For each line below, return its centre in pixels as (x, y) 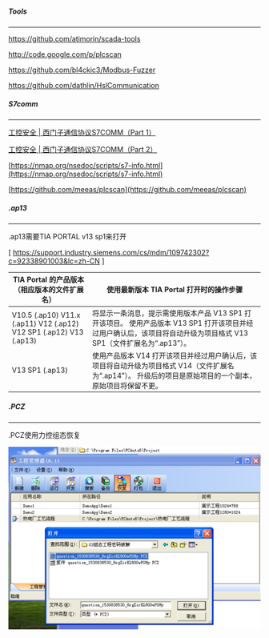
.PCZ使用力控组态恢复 (45, 435)
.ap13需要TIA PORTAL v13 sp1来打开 (68, 236)
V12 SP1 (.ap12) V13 (48, 331)
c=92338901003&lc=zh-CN (54, 261)
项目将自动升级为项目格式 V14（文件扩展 (160, 365)
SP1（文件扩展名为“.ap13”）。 (141, 343)
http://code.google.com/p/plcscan (65, 54)
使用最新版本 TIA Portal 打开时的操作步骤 (175, 290)
